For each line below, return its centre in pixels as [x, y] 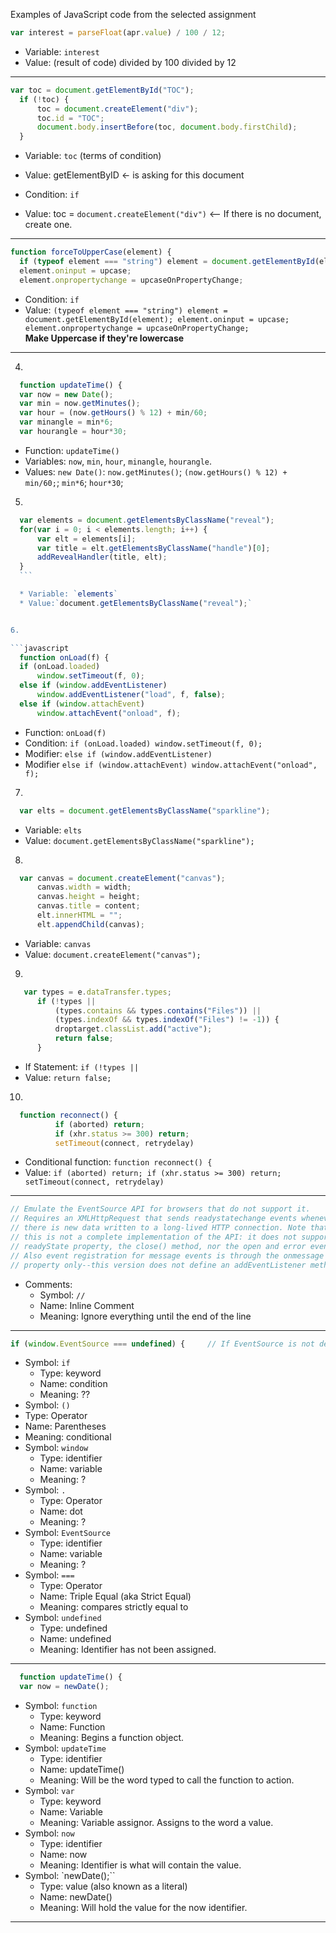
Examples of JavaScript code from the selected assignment [133, 14]
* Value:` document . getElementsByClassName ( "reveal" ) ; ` [136, 603]
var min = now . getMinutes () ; [80, 404]
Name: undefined [75, 1639]
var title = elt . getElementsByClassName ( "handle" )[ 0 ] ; [153, 548]
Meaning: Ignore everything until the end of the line [145, 1316]
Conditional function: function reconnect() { [118, 1162]
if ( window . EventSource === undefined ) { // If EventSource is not [162, 1344]
